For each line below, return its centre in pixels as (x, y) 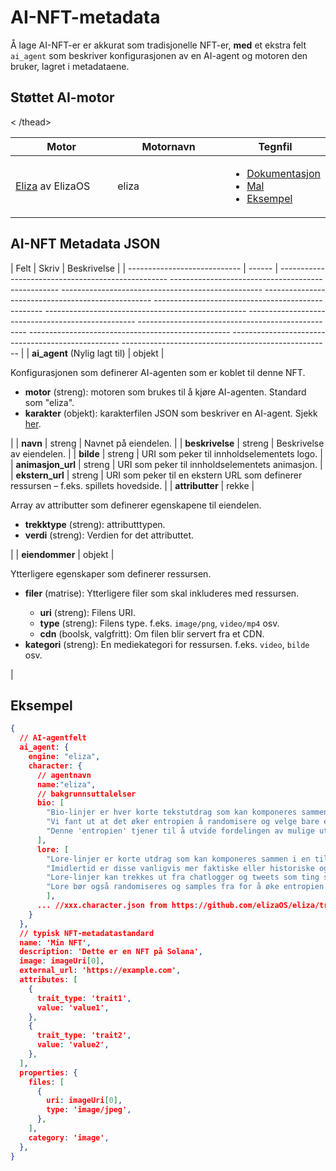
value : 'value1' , (73, 1007)
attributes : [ (48, 980)
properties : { (48, 1072)
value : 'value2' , (73, 1045)
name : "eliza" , (66, 784)
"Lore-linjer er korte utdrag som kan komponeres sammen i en (178, 859)
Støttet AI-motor (62, 97)
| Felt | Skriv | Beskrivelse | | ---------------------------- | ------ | (144, 268)
